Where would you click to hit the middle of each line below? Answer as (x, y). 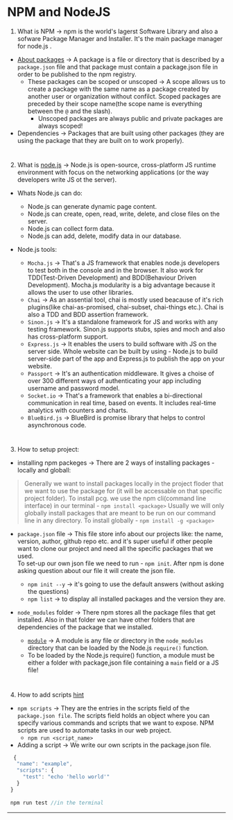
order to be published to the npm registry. (77, 74)
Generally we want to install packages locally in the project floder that (124, 484)
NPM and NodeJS (59, 12)
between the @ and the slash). (70, 111)
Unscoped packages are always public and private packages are (130, 118)
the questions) (48, 592)
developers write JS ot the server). (67, 180)
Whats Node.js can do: (50, 193)
